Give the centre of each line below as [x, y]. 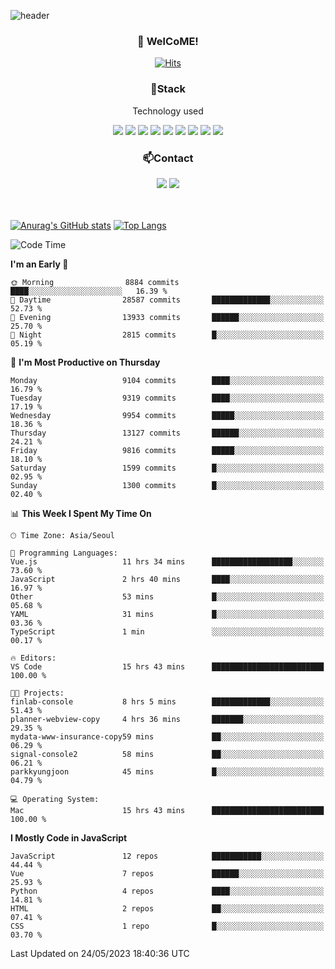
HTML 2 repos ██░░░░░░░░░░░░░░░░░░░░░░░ [167, 908]
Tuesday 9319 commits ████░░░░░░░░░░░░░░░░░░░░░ [167, 398]
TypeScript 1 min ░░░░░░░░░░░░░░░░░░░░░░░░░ [167, 631]
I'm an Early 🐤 [39, 264]
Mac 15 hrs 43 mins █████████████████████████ [167, 810]
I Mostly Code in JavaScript [69, 837]
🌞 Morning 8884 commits [95, 282]
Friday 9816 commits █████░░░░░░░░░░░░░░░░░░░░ [167, 450]
